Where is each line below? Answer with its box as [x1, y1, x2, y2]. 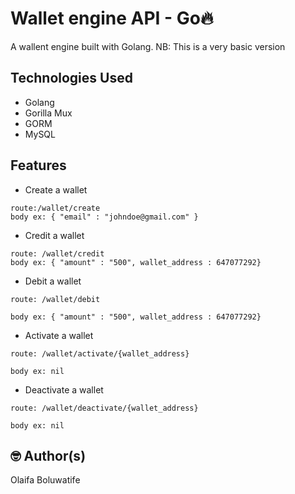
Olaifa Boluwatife [10, 474, 81, 486]
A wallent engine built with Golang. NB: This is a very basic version [10, 40, 286, 52]
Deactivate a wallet [24, 383, 104, 396]
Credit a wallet [24, 229, 85, 241]
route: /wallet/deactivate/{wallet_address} [10, 403, 199, 413]
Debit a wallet [24, 275, 82, 287]
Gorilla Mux [24, 107, 73, 119]
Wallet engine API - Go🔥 [10, 7, 214, 30]
